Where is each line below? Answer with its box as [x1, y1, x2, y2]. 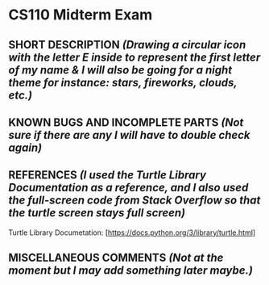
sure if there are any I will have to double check [8, 128, 250, 142]
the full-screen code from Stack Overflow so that [8, 194, 261, 207]
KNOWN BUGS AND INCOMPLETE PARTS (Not [8, 115, 244, 129]
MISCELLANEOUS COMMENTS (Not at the [8, 251, 224, 265]
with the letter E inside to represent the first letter [8, 50, 261, 64]
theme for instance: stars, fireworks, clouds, [8, 75, 238, 90]
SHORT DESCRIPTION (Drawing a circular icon [8, 38, 246, 52]
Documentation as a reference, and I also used [8, 181, 249, 195]
